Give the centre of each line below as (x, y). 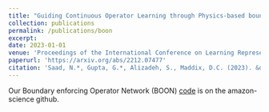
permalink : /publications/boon (60, 30)
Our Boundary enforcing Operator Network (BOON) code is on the (117, 90)
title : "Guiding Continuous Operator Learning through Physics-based (127, 16)
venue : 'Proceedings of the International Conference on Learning (121, 53)
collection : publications (51, 23)
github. (48, 99)
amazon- (243, 90)
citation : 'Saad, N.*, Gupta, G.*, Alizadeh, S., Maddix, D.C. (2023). (130, 68)
